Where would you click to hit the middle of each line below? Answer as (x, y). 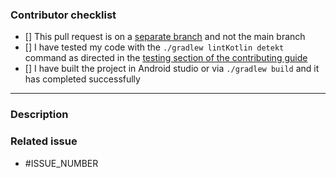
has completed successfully (82, 79)
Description (39, 115)
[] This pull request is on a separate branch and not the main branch (165, 37)
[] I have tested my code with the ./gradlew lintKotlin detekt (154, 47)
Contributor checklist (63, 15)
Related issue (44, 141)
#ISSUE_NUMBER (61, 163)
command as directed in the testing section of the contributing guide (166, 58)
